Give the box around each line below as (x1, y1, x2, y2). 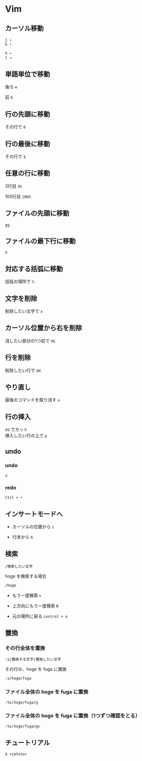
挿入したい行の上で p (5, 433, 47, 439)
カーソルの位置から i (12, 524, 55, 530)
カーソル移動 (5, 24, 44, 32)
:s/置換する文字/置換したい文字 (5, 657, 61, 662)
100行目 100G (5, 193, 31, 199)
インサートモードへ (5, 510, 63, 518)
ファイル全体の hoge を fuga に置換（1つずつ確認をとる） (5, 713, 141, 719)
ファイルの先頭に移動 (5, 209, 69, 218)
